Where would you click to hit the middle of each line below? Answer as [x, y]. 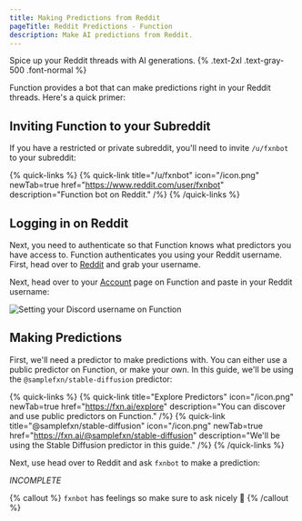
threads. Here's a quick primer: [67, 97]
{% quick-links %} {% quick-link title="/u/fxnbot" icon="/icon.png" [134, 175]
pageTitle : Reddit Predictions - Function [91, 26]
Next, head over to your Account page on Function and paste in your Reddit [151, 282]
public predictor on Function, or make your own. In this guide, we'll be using [151, 369]
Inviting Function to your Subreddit [110, 126]
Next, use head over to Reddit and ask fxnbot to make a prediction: [135, 462]
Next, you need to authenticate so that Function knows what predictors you [151, 245]
